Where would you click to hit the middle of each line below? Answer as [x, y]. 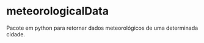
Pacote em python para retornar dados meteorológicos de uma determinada [102, 28]
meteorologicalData [57, 11]
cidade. [16, 34]
